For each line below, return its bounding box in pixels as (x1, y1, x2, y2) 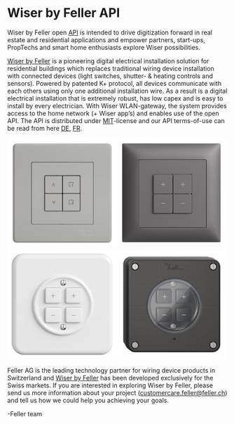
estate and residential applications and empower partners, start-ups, (7, 35, 205, 44)
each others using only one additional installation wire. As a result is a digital (7, 86, 228, 95)
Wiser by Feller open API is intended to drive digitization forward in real (7, 28, 212, 37)
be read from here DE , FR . (7, 124, 83, 132)
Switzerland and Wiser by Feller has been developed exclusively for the (7, 373, 214, 382)
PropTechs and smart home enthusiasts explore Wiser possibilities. (7, 43, 201, 51)
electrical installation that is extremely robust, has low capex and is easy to (7, 94, 223, 103)
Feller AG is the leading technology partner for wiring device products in (7, 366, 216, 374)
